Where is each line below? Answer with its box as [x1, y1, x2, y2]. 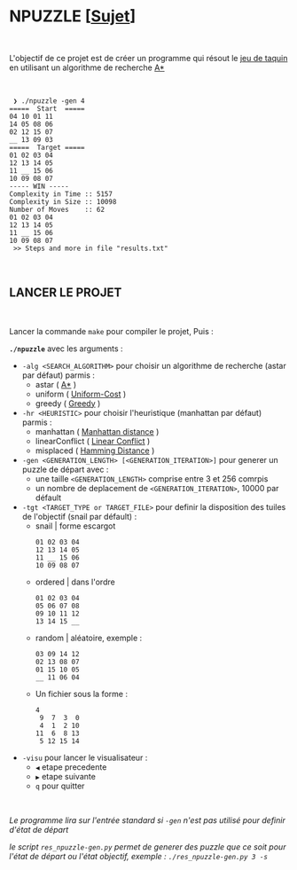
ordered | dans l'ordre [35, 576, 115, 587]
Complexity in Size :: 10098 [9, 197, 117, 206]
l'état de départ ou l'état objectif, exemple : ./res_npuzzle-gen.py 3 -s [9, 850, 269, 861]
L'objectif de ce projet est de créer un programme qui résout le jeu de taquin [9, 52, 288, 63]
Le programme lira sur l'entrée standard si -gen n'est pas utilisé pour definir [9, 814, 285, 826]
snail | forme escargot [35, 521, 116, 531]
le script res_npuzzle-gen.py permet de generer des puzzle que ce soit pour [9, 841, 286, 852]
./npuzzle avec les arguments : [9, 343, 123, 354]
